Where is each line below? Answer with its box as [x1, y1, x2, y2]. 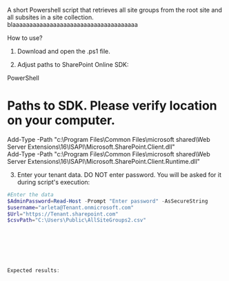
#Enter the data [7, 191, 54, 198]
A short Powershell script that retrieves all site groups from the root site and [7, 6, 223, 14]
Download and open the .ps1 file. [17, 48, 110, 55]
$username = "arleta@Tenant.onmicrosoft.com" [7, 204, 135, 211]
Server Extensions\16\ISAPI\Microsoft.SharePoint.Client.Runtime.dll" [7, 157, 200, 165]
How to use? [7, 34, 43, 42]
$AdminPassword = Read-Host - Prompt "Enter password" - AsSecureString [7, 198, 208, 205]
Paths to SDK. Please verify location [7, 98, 217, 114]
